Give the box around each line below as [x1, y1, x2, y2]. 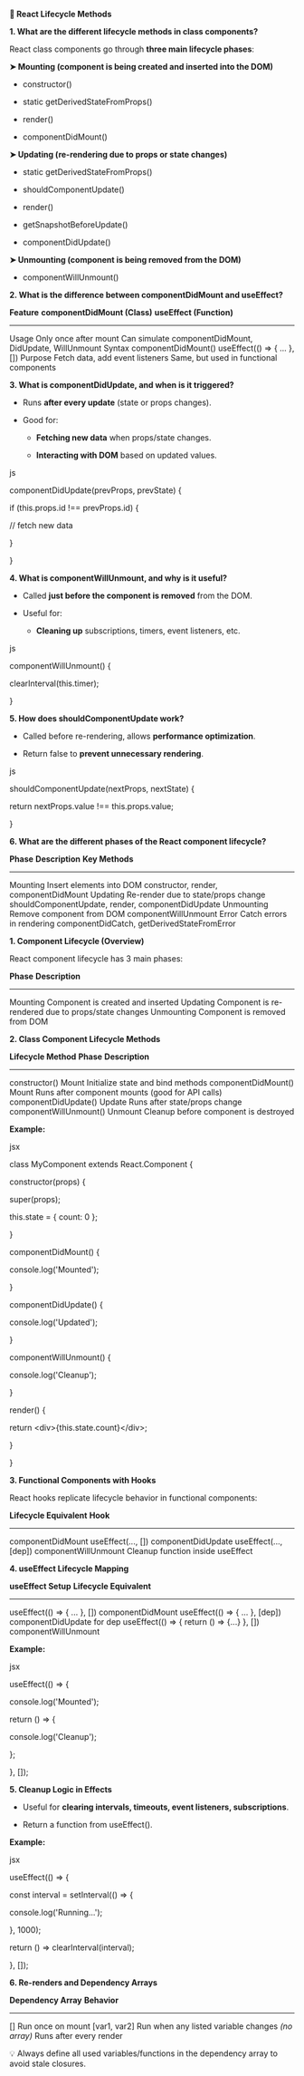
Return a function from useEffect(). [22, 1820, 153, 1830]
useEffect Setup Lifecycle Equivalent [9, 1581, 152, 1591]
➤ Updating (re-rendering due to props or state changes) [9, 150, 228, 159]
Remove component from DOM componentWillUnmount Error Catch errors [9, 909, 288, 919]
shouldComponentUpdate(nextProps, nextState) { [9, 784, 195, 794]
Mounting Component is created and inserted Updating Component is [9, 997, 270, 1008]
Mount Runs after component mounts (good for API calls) [9, 1087, 223, 1097]
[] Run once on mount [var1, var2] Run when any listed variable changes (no [9, 2021, 293, 2032]
